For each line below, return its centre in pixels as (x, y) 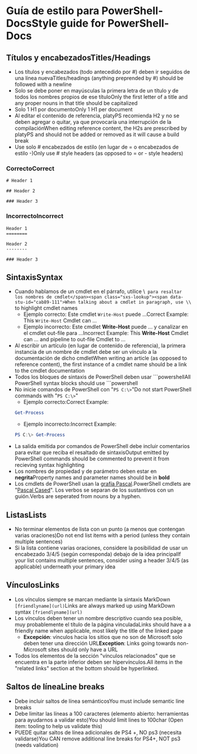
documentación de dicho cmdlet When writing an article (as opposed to (101, 358)
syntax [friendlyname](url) (49, 612)
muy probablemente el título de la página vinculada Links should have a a (103, 624)
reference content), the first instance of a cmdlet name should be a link (101, 364)
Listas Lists (26, 515)
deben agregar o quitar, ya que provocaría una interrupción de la (93, 122)
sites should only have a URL (83, 649)
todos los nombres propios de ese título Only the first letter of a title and (101, 97)
